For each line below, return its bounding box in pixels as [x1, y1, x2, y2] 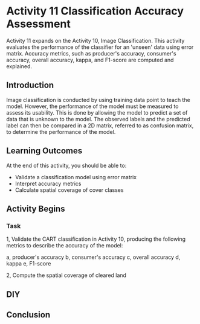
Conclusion [6, 310, 51, 320]
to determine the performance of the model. [6, 128, 116, 135]
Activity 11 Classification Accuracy [6, 4, 184, 18]
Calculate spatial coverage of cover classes [15, 186, 124, 194]
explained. [6, 62, 32, 70]
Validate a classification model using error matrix [15, 173, 137, 180]
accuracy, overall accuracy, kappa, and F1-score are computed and [6, 56, 174, 63]
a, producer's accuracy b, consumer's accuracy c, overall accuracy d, [6, 253, 181, 261]
